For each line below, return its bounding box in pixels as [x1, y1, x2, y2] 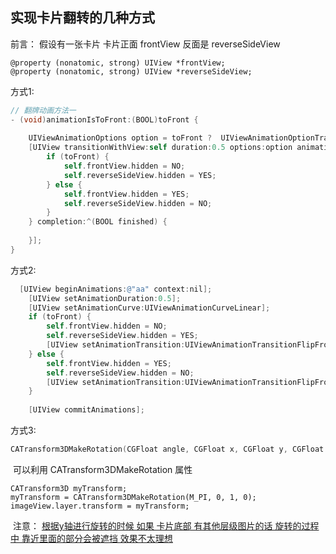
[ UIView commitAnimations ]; [28, 405, 145, 415]
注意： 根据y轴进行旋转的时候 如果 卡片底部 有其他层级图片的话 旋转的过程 [12, 519, 320, 532]
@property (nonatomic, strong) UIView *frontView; [10, 58, 226, 68]
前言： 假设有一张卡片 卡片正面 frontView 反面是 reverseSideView [10, 38, 281, 50]
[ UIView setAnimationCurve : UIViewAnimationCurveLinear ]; [28, 303, 271, 313]
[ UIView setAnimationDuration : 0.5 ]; [28, 293, 182, 303]
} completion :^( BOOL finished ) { [28, 217, 168, 227]
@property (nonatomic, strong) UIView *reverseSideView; [10, 66, 253, 77]
